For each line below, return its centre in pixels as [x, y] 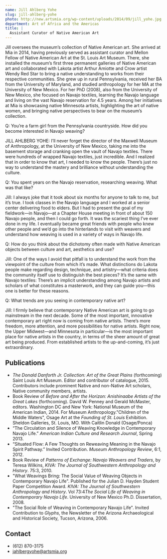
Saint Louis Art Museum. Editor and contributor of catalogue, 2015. [81, 380]
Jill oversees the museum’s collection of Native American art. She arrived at [83, 47]
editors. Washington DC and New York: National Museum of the [78, 407]
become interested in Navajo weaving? [45, 131]
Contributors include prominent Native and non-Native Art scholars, [82, 385]
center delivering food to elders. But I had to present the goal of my [74, 208]
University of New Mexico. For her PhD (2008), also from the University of [81, 90]
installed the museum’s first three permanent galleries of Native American [81, 63]
